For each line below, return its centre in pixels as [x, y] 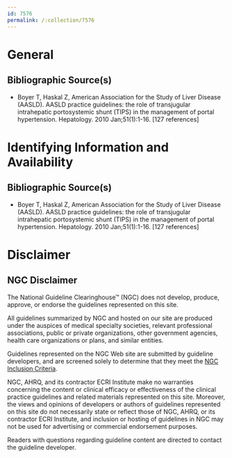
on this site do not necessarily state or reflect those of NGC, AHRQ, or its [111, 411]
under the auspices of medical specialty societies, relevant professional [110, 325]
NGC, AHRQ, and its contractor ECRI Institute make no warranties [100, 382]
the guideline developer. [42, 447]
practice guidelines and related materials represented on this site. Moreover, [116, 397]
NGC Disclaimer [42, 280]
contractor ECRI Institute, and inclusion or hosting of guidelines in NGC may [115, 419]
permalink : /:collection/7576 [51, 20]
